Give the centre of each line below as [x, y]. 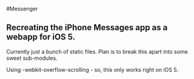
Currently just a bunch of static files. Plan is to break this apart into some [97, 51]
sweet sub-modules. [32, 58]
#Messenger [22, 9]
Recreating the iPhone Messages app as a [87, 27]
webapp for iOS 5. [41, 37]
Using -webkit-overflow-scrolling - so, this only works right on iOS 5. [92, 69]
